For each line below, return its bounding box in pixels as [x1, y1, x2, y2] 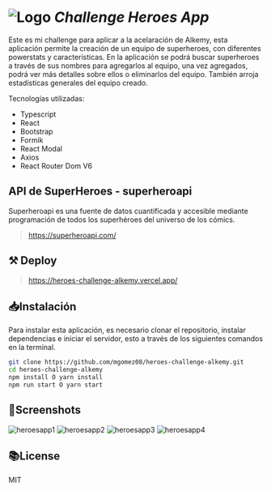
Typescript [19, 109, 57, 119]
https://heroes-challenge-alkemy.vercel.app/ [28, 275, 178, 285]
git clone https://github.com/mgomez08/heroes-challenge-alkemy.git [8, 358, 244, 366]
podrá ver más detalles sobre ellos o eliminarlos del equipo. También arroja [8, 69, 259, 79]
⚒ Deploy [8, 254, 57, 267]
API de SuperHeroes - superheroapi [8, 185, 193, 199]
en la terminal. [8, 343, 56, 352]
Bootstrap [19, 126, 53, 136]
